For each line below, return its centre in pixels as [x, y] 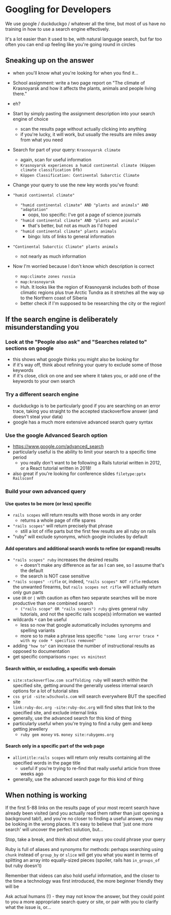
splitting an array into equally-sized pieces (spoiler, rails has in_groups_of [83, 860]
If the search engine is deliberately [62, 319]
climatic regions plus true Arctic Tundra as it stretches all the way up [92, 292]
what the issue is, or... [28, 907]
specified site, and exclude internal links [55, 712]
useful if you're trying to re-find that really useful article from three [90, 768]
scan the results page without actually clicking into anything [83, 129]
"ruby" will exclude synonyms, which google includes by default [80, 537]
